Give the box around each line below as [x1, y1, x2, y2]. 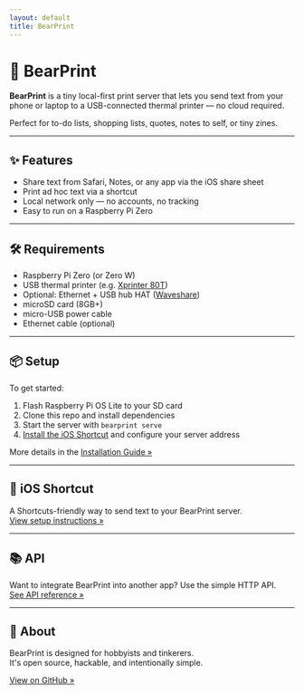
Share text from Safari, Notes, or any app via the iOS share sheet [22, 177, 264, 188]
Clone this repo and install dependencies [22, 410, 176, 420]
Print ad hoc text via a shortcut [22, 187, 138, 198]
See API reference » [9, 589, 84, 600]
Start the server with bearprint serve [22, 419, 163, 430]
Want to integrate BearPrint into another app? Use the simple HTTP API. [9, 579, 277, 590]
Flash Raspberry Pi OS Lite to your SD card [22, 400, 183, 410]
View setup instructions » [9, 515, 104, 525]
